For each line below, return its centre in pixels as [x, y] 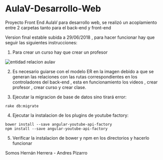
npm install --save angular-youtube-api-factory [56, 129]
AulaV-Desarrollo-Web [53, 9]
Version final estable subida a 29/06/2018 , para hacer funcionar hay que [80, 37]
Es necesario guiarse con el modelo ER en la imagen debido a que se [83, 71]
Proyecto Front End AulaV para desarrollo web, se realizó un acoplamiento [81, 22]
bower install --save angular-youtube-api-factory [59, 124]
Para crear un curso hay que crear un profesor [60, 52]
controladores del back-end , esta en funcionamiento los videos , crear [85, 82]
